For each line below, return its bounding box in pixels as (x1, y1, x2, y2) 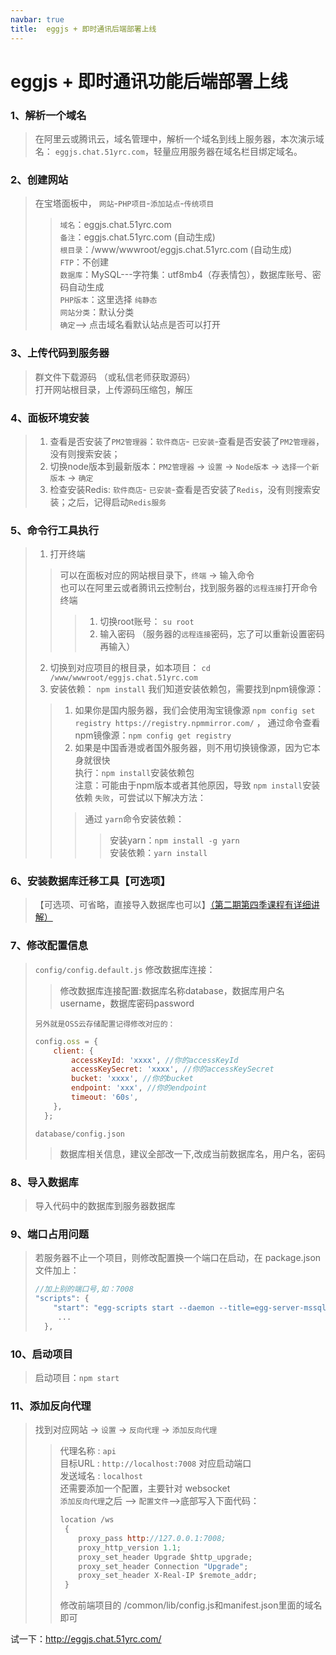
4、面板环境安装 (10, 411, 90, 425)
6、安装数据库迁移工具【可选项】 (10, 874, 172, 888)
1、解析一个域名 (10, 108, 87, 122)
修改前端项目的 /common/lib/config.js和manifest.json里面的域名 (59, 1599, 323, 1611)
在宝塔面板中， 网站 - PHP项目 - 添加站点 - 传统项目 (34, 197, 215, 210)
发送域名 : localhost (59, 1470, 143, 1482)
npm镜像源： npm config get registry (74, 729, 232, 741)
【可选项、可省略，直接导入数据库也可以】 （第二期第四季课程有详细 (34, 899, 312, 911)
